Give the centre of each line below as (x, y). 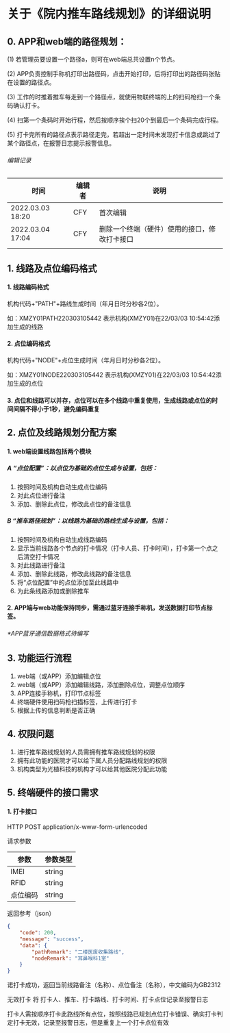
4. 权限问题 (30, 734)
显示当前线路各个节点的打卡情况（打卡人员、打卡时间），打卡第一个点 (114, 548)
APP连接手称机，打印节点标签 (59, 693)
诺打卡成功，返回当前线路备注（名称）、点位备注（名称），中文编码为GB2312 (114, 985)
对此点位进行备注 (41, 495)
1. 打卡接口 (22, 811)
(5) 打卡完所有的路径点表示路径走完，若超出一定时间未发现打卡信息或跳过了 (114, 135)
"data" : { (34, 945)
